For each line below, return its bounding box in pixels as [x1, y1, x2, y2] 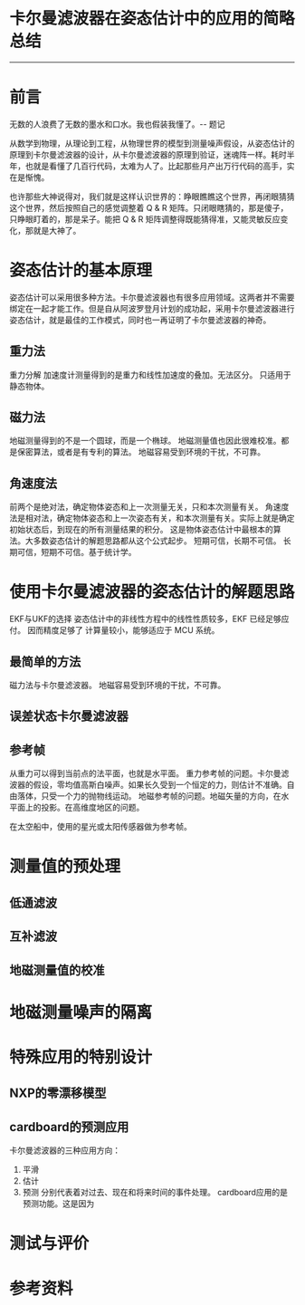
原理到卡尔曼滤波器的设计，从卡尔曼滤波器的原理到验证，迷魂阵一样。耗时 [9, 149, 287, 159]
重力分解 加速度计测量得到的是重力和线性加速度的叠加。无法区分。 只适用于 [9, 369, 291, 380]
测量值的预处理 [9, 857, 121, 877]
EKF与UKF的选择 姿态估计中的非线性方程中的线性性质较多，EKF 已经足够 [9, 613, 282, 625]
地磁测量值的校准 [9, 962, 105, 978]
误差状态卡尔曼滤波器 [9, 708, 129, 724]
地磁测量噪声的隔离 [9, 1002, 153, 1022]
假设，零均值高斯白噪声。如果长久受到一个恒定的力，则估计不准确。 [33, 780, 287, 791]
